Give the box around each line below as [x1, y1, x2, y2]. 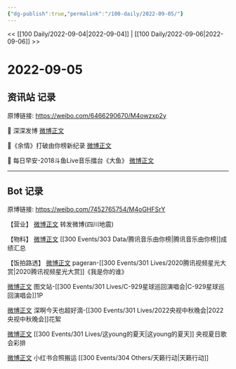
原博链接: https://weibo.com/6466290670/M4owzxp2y [7, 111, 167, 119]
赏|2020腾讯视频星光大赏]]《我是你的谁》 [7, 268, 128, 276]
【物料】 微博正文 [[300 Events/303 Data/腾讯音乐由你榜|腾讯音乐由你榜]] [7, 235, 221, 243]
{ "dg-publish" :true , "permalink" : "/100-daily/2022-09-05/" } [7, 10, 184, 18]
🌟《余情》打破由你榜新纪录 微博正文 [7, 141, 112, 150]
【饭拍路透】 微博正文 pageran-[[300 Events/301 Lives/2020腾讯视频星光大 [7, 259, 227, 267]
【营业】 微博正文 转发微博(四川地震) [7, 220, 114, 228]
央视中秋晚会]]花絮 [7, 315, 62, 323]
